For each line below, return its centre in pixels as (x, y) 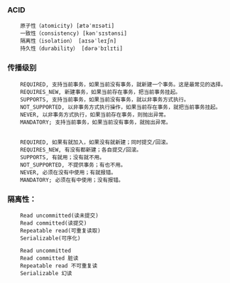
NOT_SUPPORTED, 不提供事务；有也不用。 (73, 165)
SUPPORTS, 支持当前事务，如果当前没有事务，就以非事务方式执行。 (105, 100)
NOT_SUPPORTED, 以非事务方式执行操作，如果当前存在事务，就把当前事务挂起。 (121, 107)
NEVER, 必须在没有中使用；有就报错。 (69, 172)
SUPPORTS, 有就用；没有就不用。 (62, 157)
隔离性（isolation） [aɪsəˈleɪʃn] (69, 41)
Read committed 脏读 (49, 258)
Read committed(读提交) (54, 223)
